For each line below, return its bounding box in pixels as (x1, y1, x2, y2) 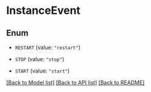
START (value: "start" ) (14, 67, 70, 74)
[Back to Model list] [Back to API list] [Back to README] (6, 79, 145, 86)
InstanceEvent (6, 4, 80, 18)
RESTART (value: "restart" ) (14, 44, 80, 51)
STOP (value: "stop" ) (14, 56, 65, 62)
